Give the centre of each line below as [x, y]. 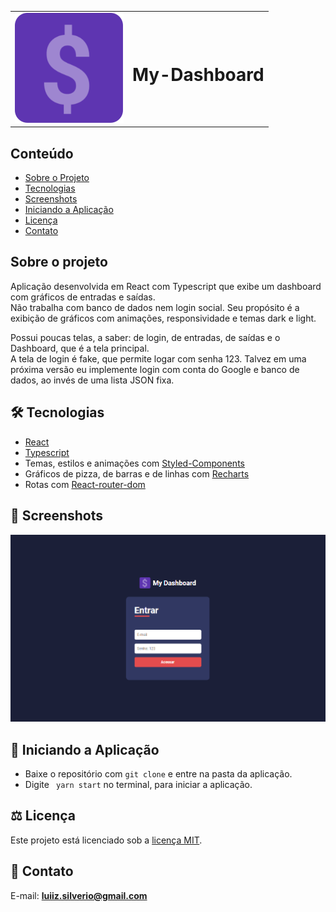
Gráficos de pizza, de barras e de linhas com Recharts [137, 473]
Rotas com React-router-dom [85, 484]
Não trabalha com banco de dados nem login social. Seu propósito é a [155, 307]
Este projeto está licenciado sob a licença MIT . [106, 840]
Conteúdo [42, 153]
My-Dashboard [198, 75]
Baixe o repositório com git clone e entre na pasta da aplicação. [158, 774]
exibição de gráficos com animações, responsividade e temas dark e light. [163, 318]
